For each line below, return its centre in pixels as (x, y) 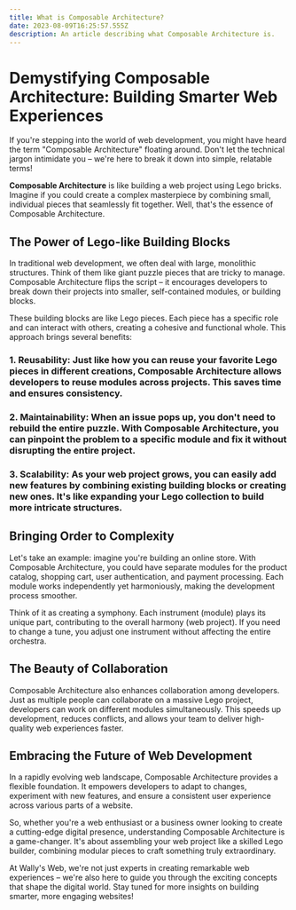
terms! (21, 169)
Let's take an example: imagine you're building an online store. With (133, 558)
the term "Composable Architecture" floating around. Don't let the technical (147, 150)
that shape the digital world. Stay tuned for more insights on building (134, 887)
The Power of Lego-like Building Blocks (120, 242)
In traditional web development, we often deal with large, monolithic (133, 264)
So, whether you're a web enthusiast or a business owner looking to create (146, 823)
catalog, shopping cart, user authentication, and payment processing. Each (147, 576)
